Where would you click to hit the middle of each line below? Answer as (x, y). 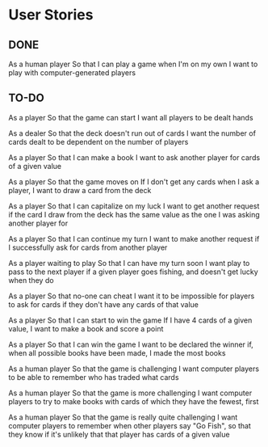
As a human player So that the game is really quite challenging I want (123, 417)
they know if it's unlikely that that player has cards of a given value (119, 434)
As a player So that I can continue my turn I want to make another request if (134, 238)
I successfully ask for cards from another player (88, 247)
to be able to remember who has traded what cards (94, 377)
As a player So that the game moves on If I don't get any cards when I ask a (134, 181)
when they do (31, 280)
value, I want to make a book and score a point (86, 328)
